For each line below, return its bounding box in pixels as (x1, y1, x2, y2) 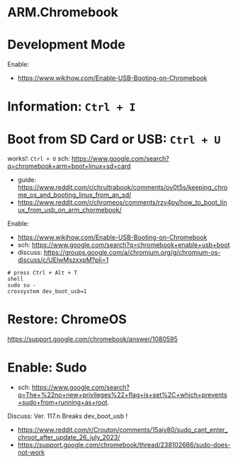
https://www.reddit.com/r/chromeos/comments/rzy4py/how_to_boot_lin (17, 198, 227, 207)
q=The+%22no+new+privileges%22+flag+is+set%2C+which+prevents (17, 391, 228, 399)
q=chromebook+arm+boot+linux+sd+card (7, 162, 131, 171)
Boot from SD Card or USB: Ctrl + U (7, 131, 221, 147)
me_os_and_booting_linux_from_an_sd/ (17, 190, 132, 199)
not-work (17, 448, 45, 457)
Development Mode (7, 37, 125, 53)
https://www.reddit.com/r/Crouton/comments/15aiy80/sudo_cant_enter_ (17, 425, 228, 434)
